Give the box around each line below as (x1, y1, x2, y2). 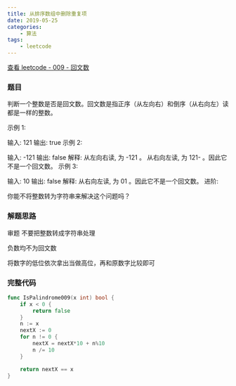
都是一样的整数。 (7, 108, 57, 117)
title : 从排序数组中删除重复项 (7, 10, 87, 18)
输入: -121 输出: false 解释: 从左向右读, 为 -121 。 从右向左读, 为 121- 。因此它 (7, 153, 228, 162)
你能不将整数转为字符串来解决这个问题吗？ (7, 192, 131, 200)
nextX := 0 (20, 327, 52, 334)
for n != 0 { (20, 333, 58, 341)
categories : (7, 23, 42, 30)
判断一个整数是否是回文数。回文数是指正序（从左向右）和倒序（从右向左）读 (7, 100, 229, 108)
